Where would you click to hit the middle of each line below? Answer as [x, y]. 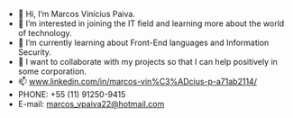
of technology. [45, 33]
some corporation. [52, 71]
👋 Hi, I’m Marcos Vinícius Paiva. [76, 14]
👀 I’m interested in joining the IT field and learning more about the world [151, 23]
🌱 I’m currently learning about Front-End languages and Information [143, 42]
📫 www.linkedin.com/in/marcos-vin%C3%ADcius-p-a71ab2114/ [137, 82]
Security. [35, 52]
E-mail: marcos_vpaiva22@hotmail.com [91, 104]
